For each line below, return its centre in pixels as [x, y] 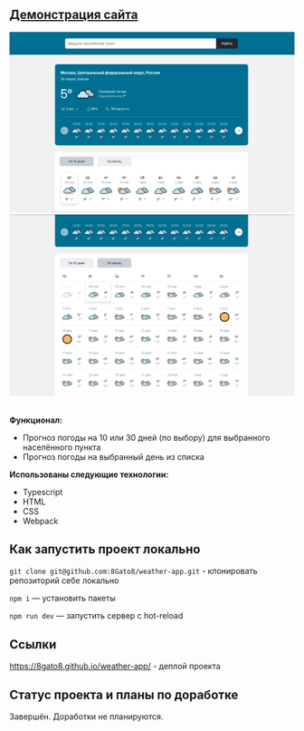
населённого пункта [62, 447]
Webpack [40, 521]
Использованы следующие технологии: [89, 474]
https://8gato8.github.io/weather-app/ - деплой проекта [115, 667]
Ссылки [33, 644]
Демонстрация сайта [74, 15]
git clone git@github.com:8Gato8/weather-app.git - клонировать [133, 571]
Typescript [43, 492]
